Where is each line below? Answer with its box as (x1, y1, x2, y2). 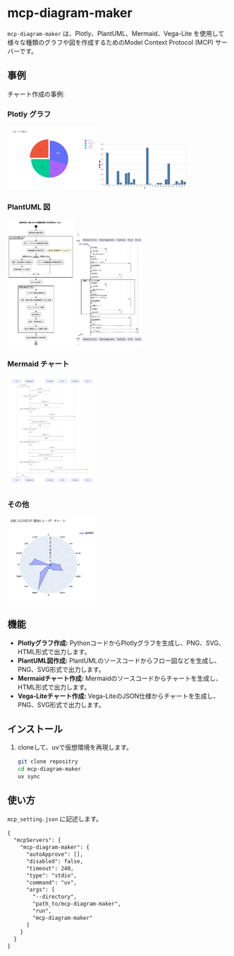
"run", (32, 907, 52, 914)
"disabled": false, (25, 858, 83, 865)
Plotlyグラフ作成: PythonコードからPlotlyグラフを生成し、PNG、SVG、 (17, 639, 226, 647)
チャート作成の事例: (7, 90, 65, 98)
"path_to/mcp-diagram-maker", (32, 900, 121, 907)
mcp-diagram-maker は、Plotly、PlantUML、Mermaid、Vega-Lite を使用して (7, 29, 225, 37)
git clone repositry (17, 758, 78, 765)
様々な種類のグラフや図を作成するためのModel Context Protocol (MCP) (7, 37, 214, 47)
